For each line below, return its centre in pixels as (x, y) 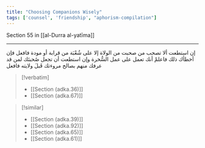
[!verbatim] (35, 77)
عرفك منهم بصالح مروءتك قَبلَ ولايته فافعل (54, 65)
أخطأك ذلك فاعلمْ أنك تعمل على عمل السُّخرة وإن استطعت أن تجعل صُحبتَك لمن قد (100, 59)
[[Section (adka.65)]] (57, 132)
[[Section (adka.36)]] (57, 89)
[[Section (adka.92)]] (57, 125)
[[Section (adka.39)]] (57, 119)
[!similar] (32, 107)
